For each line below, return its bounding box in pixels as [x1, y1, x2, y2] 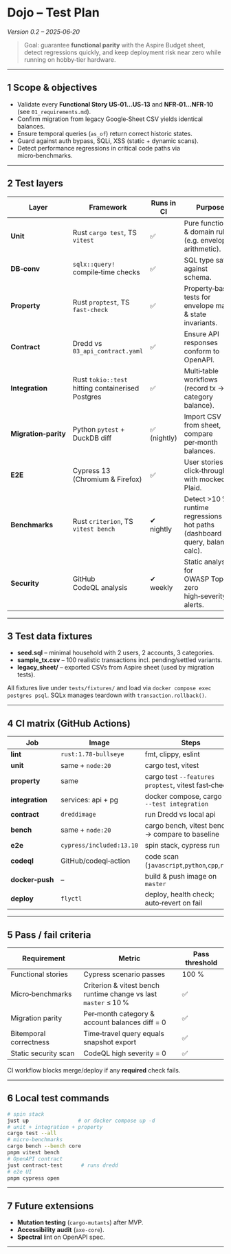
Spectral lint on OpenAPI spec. [16, 1233, 105, 1242]
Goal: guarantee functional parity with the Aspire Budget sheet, [23, 41, 206, 49]
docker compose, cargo [144, 792, 222, 802]
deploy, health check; [144, 890, 214, 899]
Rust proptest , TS [72, 297, 130, 307]
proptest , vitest [144, 780, 195, 790]
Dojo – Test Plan [7, 5, 100, 21]
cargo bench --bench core [7, 1143, 81, 1149]
